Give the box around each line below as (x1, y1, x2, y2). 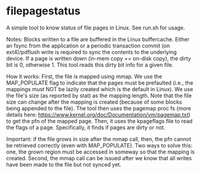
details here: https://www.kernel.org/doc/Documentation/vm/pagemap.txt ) (6, 111, 191, 118)
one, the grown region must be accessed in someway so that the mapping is (6, 148, 195, 155)
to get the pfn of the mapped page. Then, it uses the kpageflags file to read (6, 117, 193, 124)
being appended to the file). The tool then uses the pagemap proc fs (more (6, 104, 191, 112)
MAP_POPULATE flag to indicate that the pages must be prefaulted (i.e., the (6, 79, 194, 86)
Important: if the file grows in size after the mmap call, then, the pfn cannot (6, 135, 191, 142)
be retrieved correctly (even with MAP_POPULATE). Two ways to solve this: (6, 142, 193, 149)
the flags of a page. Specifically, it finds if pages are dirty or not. (6, 124, 166, 131)
